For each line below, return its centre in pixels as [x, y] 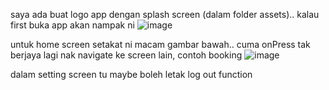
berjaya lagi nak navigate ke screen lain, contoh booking [126, 55]
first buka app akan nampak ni [72, 25]
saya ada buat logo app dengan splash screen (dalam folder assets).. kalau [165, 14]
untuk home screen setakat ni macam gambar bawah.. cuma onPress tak [160, 44]
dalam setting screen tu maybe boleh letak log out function [131, 74]
